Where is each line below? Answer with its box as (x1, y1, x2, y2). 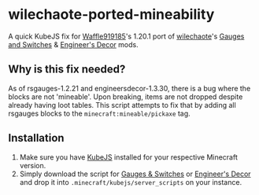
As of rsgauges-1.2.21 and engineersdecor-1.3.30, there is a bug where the (8, 83, 251, 93)
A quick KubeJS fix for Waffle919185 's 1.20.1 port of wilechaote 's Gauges (8, 31, 245, 41)
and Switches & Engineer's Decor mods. (8, 39, 139, 49)
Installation (8, 131, 65, 145)
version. (19, 160, 46, 170)
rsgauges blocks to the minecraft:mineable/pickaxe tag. (8, 109, 191, 118)
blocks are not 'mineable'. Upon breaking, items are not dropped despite (8, 92, 243, 101)
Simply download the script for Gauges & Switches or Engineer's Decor (19, 169, 251, 178)
